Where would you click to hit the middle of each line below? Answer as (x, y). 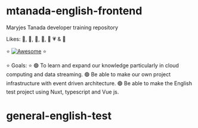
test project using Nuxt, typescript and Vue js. (63, 92)
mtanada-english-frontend (74, 11)
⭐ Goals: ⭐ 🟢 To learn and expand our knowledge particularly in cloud (92, 65)
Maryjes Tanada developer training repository (62, 27)
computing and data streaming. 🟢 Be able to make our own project (89, 74)
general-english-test (59, 116)
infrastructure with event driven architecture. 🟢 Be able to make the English (99, 83)
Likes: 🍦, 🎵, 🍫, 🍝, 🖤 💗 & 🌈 (36, 39)
